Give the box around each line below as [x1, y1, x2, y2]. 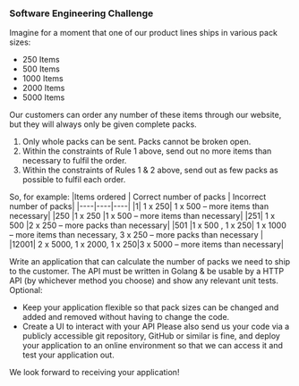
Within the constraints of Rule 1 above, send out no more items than [21, 146, 272, 156]
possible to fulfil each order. [21, 174, 126, 185]
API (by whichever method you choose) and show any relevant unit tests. [9, 275, 279, 286]
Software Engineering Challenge [9, 7, 154, 20]
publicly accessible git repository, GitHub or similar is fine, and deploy [21, 331, 280, 341]
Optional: [9, 285, 43, 296]
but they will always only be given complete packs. [9, 119, 197, 130]
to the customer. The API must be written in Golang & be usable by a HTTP [9, 266, 285, 277]
